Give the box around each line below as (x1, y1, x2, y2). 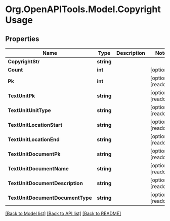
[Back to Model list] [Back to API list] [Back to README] (5, 210, 121, 216)
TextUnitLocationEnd (8, 136, 60, 143)
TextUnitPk (8, 92, 35, 99)
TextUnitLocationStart (8, 122, 62, 128)
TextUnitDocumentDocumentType (8, 194, 92, 201)
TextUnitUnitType (8, 107, 52, 114)
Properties (5, 34, 39, 43)
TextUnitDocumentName (8, 165, 69, 172)
